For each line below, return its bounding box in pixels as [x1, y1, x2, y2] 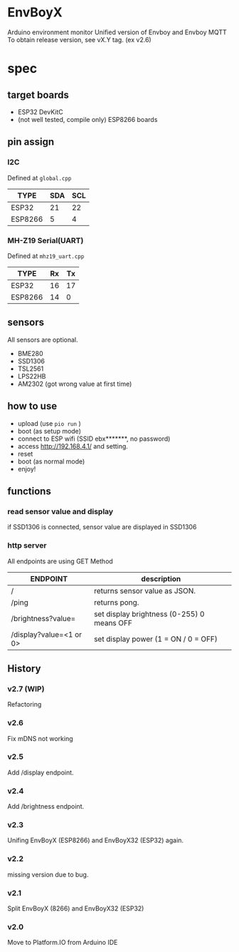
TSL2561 [17, 364, 44, 373]
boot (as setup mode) [17, 426, 82, 435]
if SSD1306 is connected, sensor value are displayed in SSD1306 [7, 523, 197, 531]
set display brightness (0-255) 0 [93, 609, 205, 619]
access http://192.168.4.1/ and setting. [17, 441, 128, 450]
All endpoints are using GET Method [7, 557, 114, 565]
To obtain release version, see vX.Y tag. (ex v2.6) [7, 35, 152, 43]
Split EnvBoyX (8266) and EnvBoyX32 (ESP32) [7, 904, 144, 913]
